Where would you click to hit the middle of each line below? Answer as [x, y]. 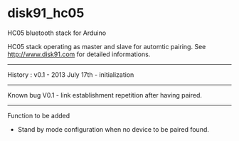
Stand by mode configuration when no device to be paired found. [113, 129]
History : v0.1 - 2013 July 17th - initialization [71, 74]
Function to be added [39, 115]
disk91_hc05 [46, 13]
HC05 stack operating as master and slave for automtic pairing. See [107, 46]
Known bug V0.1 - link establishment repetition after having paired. [105, 95]
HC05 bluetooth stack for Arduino [57, 33]
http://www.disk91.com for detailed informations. [79, 54]
